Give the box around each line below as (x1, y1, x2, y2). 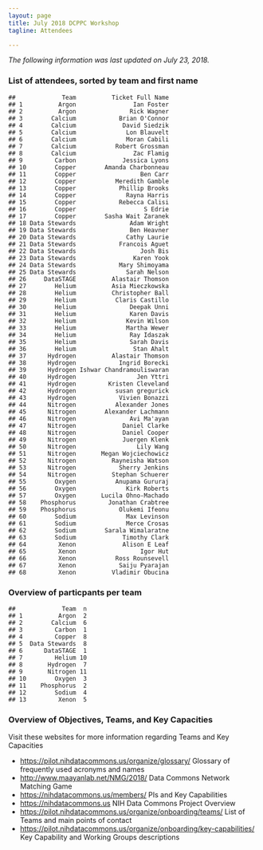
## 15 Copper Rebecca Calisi (8, 198, 170, 206)
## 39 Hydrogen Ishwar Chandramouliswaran (8, 366, 170, 374)
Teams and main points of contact (19, 816, 132, 825)
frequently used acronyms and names (19, 765, 145, 774)
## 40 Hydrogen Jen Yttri (8, 373, 170, 381)
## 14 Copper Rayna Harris (8, 191, 170, 200)
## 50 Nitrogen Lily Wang (8, 442, 170, 451)
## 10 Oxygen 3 (8, 674, 88, 682)
